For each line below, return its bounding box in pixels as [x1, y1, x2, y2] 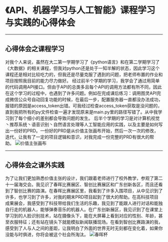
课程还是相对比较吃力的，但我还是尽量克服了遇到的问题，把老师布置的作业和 [5, 71, 163, 77]
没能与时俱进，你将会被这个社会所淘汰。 [5, 231, 88, 237]
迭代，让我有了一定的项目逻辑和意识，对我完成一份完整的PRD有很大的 [5, 133, 150, 140]
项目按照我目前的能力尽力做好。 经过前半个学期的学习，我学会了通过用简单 [5, 77, 160, 83]
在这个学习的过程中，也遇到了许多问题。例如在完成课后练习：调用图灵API [5, 90, 157, 96]
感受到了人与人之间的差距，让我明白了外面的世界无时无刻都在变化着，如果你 [5, 225, 163, 231]
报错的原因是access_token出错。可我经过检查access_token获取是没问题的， [5, 102, 162, 108]
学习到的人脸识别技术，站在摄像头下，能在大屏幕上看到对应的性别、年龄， [5, 212, 158, 218]
